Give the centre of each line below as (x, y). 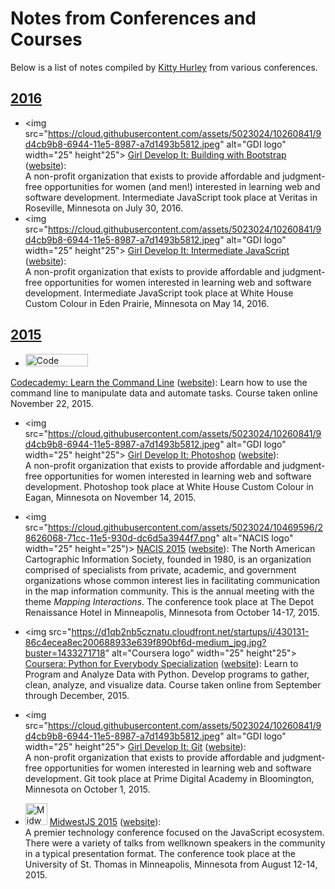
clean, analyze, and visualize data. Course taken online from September (173, 684)
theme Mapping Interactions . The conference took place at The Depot (169, 601)
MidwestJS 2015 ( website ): (105, 821)
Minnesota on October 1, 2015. (87, 789)
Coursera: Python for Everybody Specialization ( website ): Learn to (161, 663)
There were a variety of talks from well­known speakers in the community (175, 843)
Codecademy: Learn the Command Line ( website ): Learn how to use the (159, 382)
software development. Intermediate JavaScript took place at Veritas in (171, 197)
